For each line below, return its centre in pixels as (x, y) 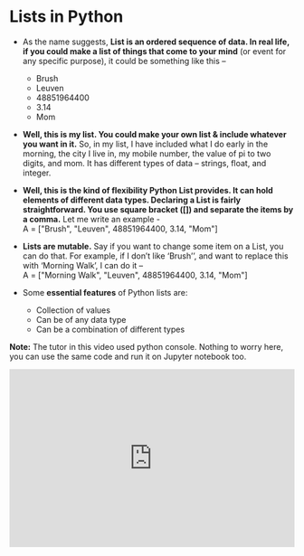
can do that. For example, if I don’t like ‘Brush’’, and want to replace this (155, 256)
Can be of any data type (81, 319)
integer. (37, 173)
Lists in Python (66, 17)
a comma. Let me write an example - (91, 219)
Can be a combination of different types (110, 329)
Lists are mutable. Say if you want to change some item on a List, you (153, 246)
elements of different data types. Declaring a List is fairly (132, 200)
